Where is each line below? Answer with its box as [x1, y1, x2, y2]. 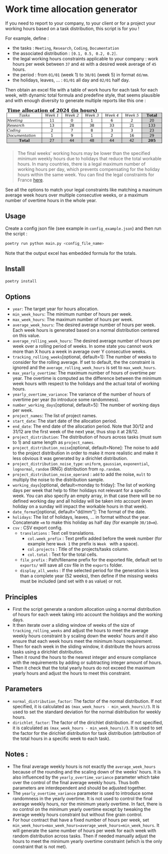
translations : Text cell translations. [20, 530, 95, 536]
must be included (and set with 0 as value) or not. [20, 578, 122, 584]
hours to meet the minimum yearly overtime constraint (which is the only [12, 838, 162, 844]
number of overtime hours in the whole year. [5, 198, 97, 204]
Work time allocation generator [5, 4, 138, 15]
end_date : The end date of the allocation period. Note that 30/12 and [12, 423, 153, 429]
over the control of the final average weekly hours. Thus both [12, 779, 139, 785]
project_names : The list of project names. [12, 413, 97, 419]
